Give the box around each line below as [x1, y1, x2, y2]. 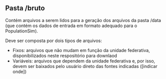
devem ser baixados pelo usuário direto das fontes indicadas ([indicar [12, 63, 157, 69]
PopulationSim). [5, 27, 38, 34]
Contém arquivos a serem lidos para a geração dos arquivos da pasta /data [5, 17, 161, 23]
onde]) [12, 68, 27, 74]
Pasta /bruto [5, 4, 45, 12]
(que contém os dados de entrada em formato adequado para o [5, 22, 137, 28]
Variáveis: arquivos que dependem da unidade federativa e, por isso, [12, 57, 155, 64]
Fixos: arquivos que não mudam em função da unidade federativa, [12, 47, 150, 53]
